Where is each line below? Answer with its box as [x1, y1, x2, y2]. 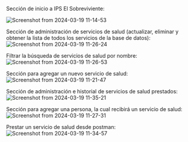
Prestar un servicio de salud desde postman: [6, 124, 116, 130]
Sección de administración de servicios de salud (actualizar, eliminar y [6, 28, 179, 35]
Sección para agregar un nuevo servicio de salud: [6, 70, 129, 77]
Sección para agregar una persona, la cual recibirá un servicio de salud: [6, 106, 183, 112]
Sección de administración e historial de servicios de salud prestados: [6, 88, 178, 94]
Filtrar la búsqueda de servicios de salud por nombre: [6, 52, 138, 59]
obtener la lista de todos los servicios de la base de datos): [6, 34, 151, 41]
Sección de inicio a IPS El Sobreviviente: [6, 5, 105, 12]
